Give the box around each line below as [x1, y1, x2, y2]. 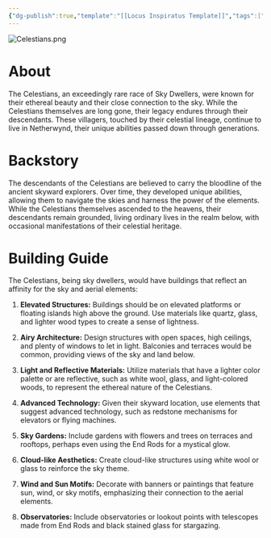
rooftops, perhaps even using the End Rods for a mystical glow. [19, 440, 231, 449]
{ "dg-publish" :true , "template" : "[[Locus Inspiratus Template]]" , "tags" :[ [8, 11, 262, 20]
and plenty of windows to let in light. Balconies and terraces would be [19, 341, 252, 351]
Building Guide [8, 249, 109, 267]
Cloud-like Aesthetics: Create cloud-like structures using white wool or [19, 455, 260, 465]
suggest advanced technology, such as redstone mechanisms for [19, 407, 238, 416]
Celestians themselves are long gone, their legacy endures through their [8, 106, 248, 115]
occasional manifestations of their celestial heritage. [8, 221, 182, 231]
